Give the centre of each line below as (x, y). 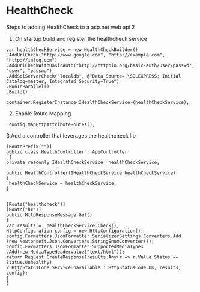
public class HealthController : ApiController (67, 152)
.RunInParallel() (28, 87)
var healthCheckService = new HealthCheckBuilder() (72, 50)
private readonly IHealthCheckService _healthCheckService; (83, 162)
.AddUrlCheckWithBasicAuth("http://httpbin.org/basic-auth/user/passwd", (101, 65)
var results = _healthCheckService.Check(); (63, 225)
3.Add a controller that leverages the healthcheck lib (71, 135)
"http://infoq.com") (32, 60)
